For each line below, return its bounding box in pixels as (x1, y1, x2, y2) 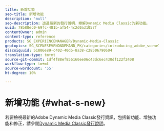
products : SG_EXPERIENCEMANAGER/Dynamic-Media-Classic (5, 39, 119, 44)
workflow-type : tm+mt (5, 61, 49, 66)
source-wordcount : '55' (5, 66, 54, 71)
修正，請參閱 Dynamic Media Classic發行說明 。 (13, 120, 108, 126)
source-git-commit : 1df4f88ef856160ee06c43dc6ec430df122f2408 (5, 57, 134, 62)
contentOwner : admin (5, 30, 47, 35)
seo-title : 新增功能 (5, 12, 44, 17)
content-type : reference (5, 35, 56, 39)
